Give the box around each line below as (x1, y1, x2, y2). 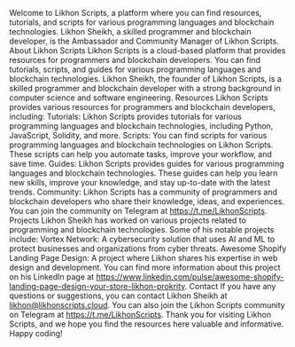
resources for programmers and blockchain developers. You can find (9, 55, 261, 65)
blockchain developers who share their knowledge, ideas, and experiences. (9, 196, 285, 207)
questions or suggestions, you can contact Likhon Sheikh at (9, 290, 228, 301)
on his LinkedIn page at (9, 272, 95, 282)
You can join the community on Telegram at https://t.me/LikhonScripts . (9, 206, 268, 216)
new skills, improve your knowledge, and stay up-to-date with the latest (9, 177, 271, 187)
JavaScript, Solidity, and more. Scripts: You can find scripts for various (9, 130, 268, 140)
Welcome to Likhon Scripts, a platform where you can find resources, (9, 8, 262, 18)
